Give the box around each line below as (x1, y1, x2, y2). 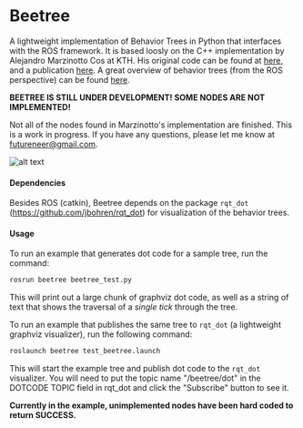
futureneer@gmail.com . (9, 138, 98, 149)
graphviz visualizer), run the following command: (9, 329, 193, 340)
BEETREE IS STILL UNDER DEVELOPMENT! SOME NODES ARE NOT (9, 92, 266, 103)
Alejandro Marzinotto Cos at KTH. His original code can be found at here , (9, 55, 284, 66)
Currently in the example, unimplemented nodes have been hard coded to (9, 400, 294, 411)
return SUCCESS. (9, 410, 77, 421)
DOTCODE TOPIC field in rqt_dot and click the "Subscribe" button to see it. (9, 382, 289, 393)
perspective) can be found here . (9, 74, 130, 85)
